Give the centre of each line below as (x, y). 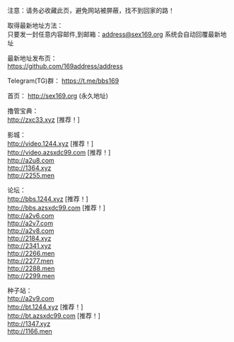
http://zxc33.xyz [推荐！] (43, 120)
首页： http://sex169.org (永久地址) (58, 96)
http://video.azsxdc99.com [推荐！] (59, 152)
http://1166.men (30, 331)
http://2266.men (31, 253)
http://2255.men (31, 175)
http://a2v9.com (31, 298)
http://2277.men (31, 261)
